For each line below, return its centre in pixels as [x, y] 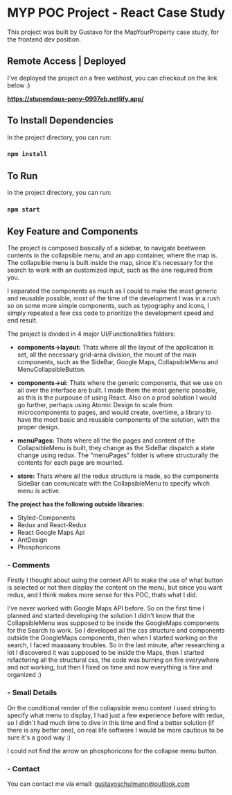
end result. [23, 320]
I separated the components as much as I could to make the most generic [112, 291]
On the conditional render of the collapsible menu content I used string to [112, 708]
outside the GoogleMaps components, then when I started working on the [113, 638]
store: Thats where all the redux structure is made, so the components [118, 476]
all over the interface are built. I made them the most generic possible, [117, 391]
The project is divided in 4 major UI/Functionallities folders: [91, 334]
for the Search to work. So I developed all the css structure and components [116, 631]
